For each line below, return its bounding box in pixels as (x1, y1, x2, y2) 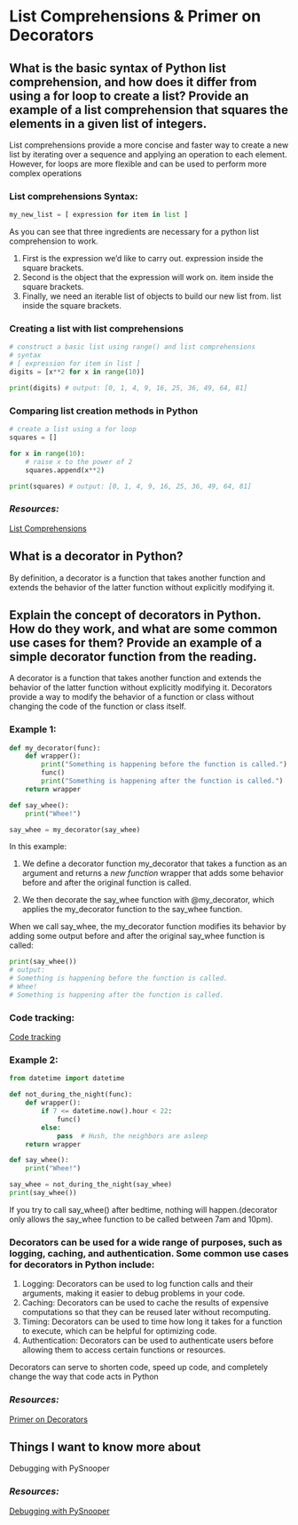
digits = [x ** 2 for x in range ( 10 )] (9, 367, 145, 377)
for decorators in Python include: (9, 1258, 155, 1271)
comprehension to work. (9, 236, 99, 246)
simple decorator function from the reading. (9, 649, 257, 664)
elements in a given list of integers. (9, 116, 208, 131)
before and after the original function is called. (21, 878, 192, 888)
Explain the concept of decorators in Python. (9, 607, 262, 622)
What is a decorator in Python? (9, 549, 184, 564)
